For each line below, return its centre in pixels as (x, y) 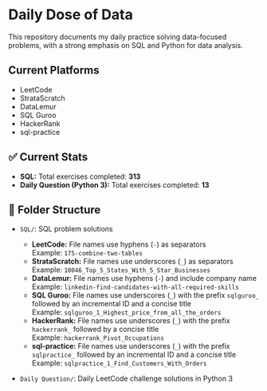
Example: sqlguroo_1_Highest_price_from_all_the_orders (126, 312)
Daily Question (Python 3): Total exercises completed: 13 (114, 184)
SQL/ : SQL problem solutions (66, 229)
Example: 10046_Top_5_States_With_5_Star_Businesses (121, 270)
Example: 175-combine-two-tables (87, 253)
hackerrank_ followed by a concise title (95, 330)
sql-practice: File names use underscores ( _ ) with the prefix (131, 346)
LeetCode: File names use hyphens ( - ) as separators (119, 244)
